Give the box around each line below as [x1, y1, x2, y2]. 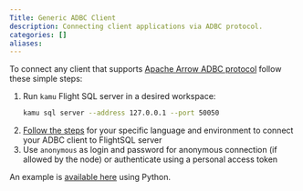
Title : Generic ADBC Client [9, 13, 117, 23]
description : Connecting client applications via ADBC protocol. [9, 22, 263, 31]
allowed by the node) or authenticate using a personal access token [22, 154, 278, 165]
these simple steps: [9, 74, 83, 85]
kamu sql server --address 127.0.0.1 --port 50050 [22, 108, 220, 118]
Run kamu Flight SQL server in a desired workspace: [22, 91, 216, 102]
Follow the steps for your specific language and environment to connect [22, 125, 294, 136]
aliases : [9, 38, 43, 48]
